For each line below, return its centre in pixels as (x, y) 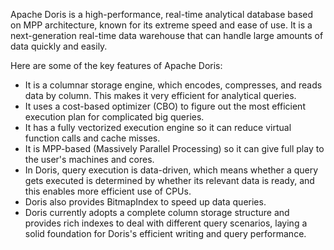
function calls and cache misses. (92, 138)
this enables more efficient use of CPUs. (108, 191)
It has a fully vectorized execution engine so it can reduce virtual (158, 127)
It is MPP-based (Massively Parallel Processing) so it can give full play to (174, 148)
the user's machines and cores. (89, 159)
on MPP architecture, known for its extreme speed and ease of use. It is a (161, 25)
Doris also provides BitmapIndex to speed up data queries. (145, 202)
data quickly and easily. (59, 46)
